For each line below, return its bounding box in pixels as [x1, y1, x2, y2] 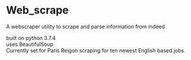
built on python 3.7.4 [6, 34, 56, 41]
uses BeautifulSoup [6, 41, 54, 48]
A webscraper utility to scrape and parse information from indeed [6, 23, 165, 30]
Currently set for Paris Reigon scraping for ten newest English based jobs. [6, 46, 186, 54]
